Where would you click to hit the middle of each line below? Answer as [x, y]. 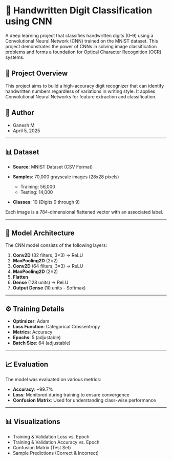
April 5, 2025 [26, 131]
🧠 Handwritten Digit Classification [79, 11]
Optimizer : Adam [31, 321]
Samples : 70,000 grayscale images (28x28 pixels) [66, 177]
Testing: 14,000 [37, 192]
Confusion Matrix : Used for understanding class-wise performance [84, 400]
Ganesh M [24, 125]
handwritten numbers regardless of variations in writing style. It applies [80, 91]
